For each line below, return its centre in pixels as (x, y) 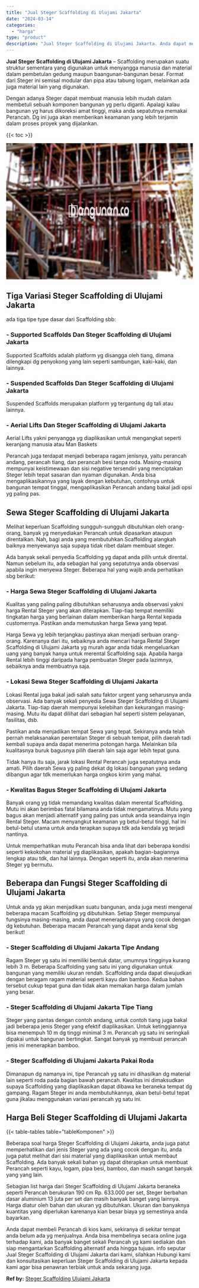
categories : (21, 25)
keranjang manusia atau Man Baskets (52, 445)
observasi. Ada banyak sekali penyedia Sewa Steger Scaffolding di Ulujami (97, 701)
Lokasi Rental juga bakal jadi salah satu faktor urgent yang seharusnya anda (99, 694)
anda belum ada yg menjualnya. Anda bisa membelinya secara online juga (96, 1236)
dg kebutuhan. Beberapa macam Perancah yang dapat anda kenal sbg (92, 925)
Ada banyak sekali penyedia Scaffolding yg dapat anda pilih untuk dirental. (97, 557)
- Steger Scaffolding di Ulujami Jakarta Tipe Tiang (79, 1007)
